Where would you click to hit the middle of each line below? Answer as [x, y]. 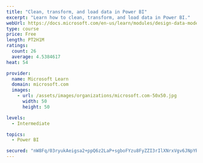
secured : [17, 151]
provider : [19, 73]
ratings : [17, 46]
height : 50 [36, 107]
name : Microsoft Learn [40, 79]
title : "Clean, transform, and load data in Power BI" [77, 12]
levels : [16, 118]
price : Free [21, 34]
